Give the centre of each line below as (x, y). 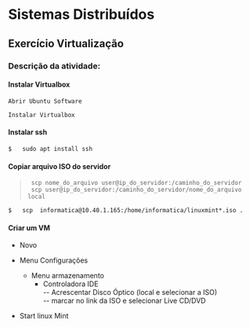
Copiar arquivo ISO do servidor (60, 166)
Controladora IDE (71, 284)
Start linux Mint (44, 316)
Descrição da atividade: (54, 66)
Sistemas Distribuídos (82, 15)
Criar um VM (29, 228)
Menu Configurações (54, 260)
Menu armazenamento (67, 276)
